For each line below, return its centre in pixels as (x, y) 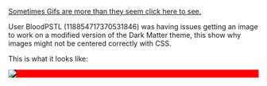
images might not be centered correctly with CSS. (90, 43)
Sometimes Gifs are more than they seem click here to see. (105, 11)
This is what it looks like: (48, 59)
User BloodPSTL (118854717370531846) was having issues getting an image (133, 26)
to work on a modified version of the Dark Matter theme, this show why (125, 35)
